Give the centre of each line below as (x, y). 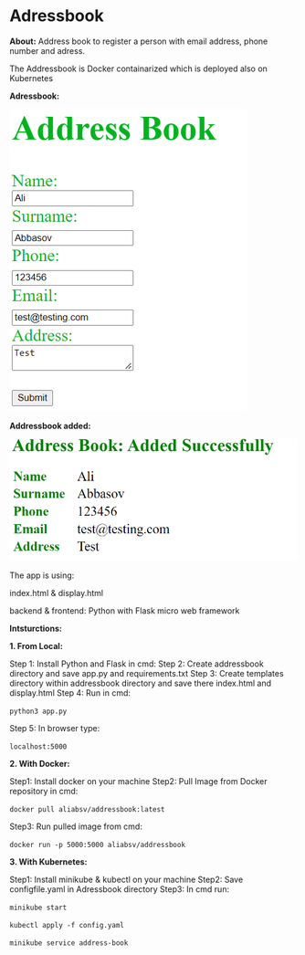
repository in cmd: (44, 792)
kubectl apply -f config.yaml (67, 926)
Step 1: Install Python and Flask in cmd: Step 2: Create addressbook (137, 664)
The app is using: (42, 575)
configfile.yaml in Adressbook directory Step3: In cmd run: (120, 889)
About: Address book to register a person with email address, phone (139, 41)
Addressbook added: (50, 425)
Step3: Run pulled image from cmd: (76, 826)
